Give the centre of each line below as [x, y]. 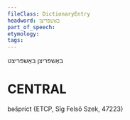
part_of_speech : [31, 27]
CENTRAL [37, 89]
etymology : [23, 34]
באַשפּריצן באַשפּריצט [36, 60]
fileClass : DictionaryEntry [49, 14]
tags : [15, 40]
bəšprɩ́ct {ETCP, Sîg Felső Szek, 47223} [65, 109]
